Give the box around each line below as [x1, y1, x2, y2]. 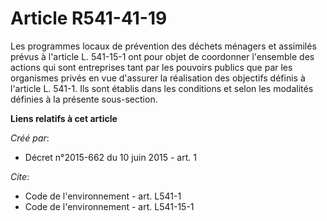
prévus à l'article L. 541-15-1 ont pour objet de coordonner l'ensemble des [10, 50, 315, 62]
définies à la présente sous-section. [10, 93, 158, 105]
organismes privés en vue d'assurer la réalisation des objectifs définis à [10, 72, 306, 84]
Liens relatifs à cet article [10, 112, 118, 124]
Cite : [10, 170, 30, 182]
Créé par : [10, 132, 50, 144]
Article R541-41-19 [10, 7, 168, 30]
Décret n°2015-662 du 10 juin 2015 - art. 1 [24, 151, 197, 163]
